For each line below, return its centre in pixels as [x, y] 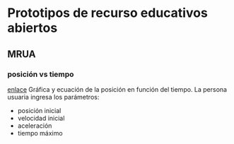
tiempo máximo [40, 133]
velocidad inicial [41, 118]
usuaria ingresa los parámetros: [53, 97]
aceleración [35, 126]
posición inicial [39, 110]
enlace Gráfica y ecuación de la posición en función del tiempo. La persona [117, 89]
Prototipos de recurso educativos [108, 13]
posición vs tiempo [41, 74]
